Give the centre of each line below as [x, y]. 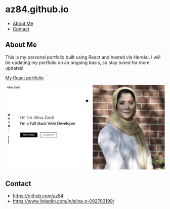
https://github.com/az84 [38, 196]
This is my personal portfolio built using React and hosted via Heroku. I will [83, 57]
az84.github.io [37, 9]
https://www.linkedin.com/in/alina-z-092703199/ [63, 201]
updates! [14, 68]
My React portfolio [25, 78]
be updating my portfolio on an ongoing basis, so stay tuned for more [78, 63]
